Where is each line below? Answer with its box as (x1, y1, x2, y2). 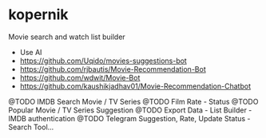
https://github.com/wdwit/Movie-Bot (19, 73, 141, 82)
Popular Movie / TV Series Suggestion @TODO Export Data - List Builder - (8, 105, 252, 115)
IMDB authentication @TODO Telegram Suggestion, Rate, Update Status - (8, 113, 251, 123)
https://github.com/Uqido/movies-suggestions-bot (19, 56, 188, 65)
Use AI (19, 47, 42, 57)
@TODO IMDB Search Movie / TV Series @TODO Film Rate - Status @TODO (8, 97, 259, 106)
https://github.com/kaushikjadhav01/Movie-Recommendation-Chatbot (19, 81, 252, 91)
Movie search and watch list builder (8, 32, 125, 41)
